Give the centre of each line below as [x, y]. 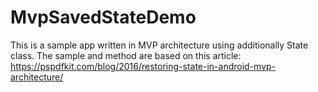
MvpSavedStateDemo [103, 17]
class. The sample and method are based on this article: [126, 55]
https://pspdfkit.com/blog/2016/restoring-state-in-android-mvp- [143, 66]
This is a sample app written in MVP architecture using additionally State [159, 45]
